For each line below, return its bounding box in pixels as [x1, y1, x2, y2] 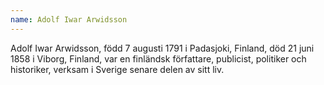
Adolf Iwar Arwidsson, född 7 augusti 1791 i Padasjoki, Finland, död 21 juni [10, 42, 315, 54]
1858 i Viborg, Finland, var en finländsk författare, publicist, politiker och [10, 52, 307, 65]
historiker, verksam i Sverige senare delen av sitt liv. [10, 63, 225, 75]
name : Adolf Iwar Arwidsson [10, 14, 128, 25]
